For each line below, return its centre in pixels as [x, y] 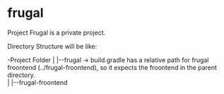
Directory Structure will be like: [52, 46]
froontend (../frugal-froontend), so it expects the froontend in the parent [112, 67]
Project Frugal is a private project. [57, 33]
